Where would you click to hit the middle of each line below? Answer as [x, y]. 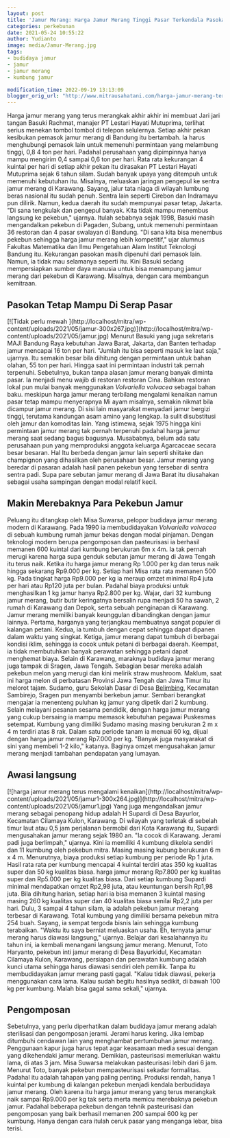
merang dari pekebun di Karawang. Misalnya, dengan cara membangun [108, 276]
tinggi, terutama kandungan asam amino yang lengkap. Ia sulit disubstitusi [112, 416]
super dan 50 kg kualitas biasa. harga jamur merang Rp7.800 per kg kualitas [114, 872]
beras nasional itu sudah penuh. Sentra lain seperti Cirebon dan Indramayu [113, 196]
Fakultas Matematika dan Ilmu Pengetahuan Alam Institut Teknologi [102, 247]
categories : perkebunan [41, 26]
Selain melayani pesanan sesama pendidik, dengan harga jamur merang [108, 709]
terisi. [15, 1128]
